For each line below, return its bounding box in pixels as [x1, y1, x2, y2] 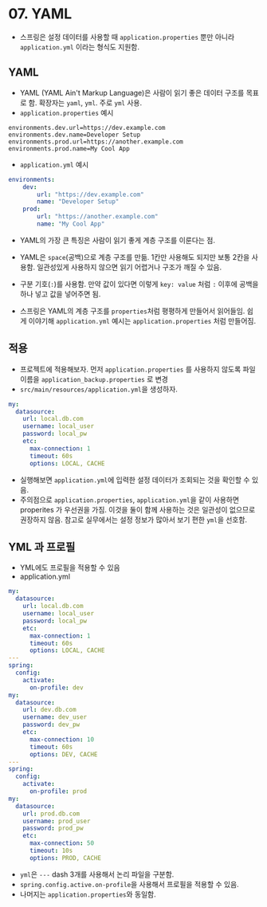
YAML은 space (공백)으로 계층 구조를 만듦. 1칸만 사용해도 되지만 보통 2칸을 [19, 252, 250, 261]
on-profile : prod [29, 787, 88, 795]
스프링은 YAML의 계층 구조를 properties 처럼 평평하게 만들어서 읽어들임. [19, 306, 245, 316]
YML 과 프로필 [8, 540, 76, 554]
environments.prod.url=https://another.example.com [8, 137, 183, 146]
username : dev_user [22, 713, 88, 721]
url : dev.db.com [22, 706, 77, 714]
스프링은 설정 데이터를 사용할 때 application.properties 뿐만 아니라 [19, 32, 235, 41]
